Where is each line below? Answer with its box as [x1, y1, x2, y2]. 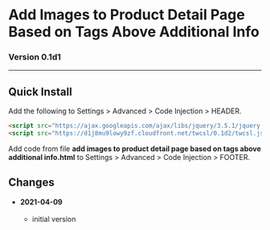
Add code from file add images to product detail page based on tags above [8, 144, 261, 154]
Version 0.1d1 [8, 51, 62, 63]
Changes [8, 175, 55, 190]
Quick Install [8, 84, 72, 98]
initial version [31, 214, 76, 224]
